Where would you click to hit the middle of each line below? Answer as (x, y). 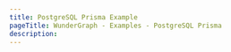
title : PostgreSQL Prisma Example (74, 17)
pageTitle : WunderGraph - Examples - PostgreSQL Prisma (115, 26)
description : (34, 33)
